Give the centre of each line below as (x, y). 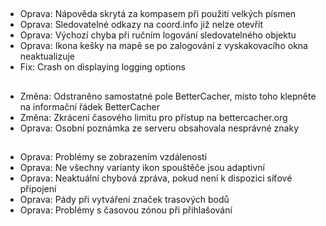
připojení (38, 189)
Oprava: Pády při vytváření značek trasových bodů (124, 200)
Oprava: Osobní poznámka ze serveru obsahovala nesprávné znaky (159, 128)
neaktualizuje (47, 56)
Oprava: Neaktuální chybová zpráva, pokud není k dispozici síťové (156, 178)
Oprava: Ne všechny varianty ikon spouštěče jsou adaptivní (142, 168)
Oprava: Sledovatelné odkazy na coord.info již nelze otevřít (141, 25)
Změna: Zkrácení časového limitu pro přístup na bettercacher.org (153, 117)
